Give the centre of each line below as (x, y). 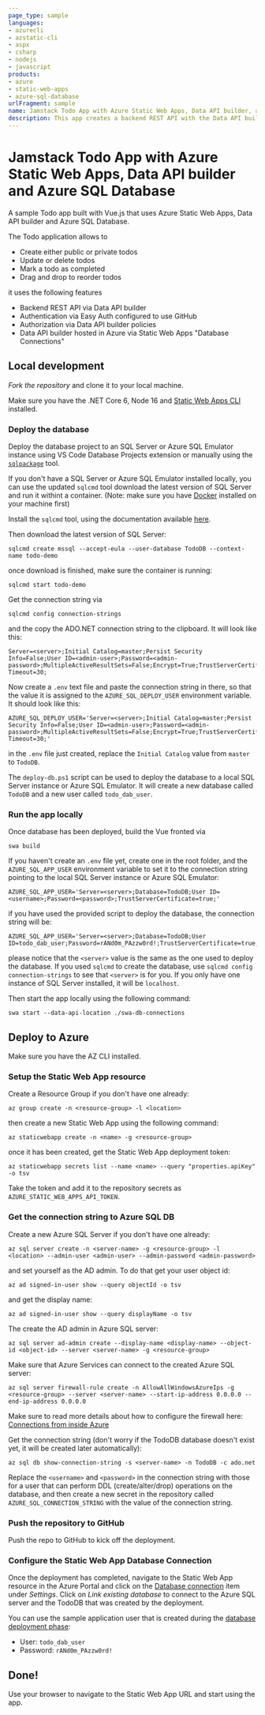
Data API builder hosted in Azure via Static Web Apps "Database (124, 333)
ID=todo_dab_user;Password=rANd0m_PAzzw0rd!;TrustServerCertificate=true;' (135, 944)
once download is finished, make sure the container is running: (110, 570)
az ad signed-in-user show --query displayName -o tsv (100, 1314)
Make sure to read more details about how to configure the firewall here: (126, 1416)
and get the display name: (50, 1299)
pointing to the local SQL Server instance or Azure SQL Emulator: (114, 878)
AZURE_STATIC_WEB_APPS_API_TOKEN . (64, 1197)
